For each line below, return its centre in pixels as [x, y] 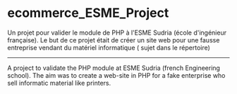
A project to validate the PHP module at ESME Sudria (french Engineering [114, 68]
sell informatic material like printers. [59, 83]
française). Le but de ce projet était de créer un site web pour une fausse [114, 40]
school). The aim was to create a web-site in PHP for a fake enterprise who [116, 75]
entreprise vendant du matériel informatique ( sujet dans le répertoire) [109, 47]
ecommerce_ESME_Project [88, 13]
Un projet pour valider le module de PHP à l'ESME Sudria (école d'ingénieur [117, 33]
